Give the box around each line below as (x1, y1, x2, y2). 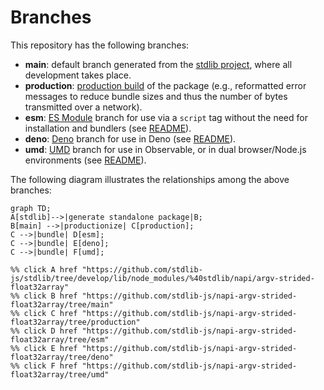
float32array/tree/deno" (10, 352, 114, 362)
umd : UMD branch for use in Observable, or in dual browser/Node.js (24, 143, 307, 155)
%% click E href (10, 343, 78, 353)
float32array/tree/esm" (10, 334, 110, 345)
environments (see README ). (24, 154, 147, 166)
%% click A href (10, 264, 78, 275)
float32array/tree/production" (10, 317, 141, 327)
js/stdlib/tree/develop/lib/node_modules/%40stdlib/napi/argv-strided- (10, 273, 315, 283)
